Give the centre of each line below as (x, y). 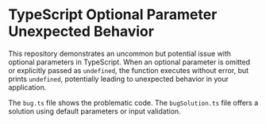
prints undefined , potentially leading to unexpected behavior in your (118, 79)
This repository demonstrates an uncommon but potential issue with (120, 53)
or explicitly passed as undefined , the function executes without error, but (128, 70)
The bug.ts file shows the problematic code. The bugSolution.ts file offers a (133, 103)
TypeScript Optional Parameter (113, 15)
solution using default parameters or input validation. (94, 111)
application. (27, 87)
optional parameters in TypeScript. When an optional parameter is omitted (129, 62)
